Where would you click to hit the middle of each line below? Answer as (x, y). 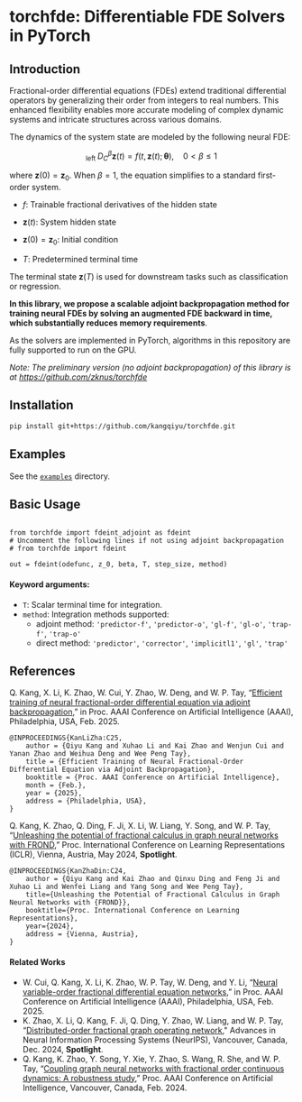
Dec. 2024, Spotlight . (63, 1049)
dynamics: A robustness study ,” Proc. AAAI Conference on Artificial (147, 1078)
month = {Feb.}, (56, 785)
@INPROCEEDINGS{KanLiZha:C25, (66, 738)
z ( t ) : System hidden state (69, 222)
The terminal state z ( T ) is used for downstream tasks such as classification (149, 277)
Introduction (45, 69)
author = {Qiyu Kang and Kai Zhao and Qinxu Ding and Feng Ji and (153, 879)
